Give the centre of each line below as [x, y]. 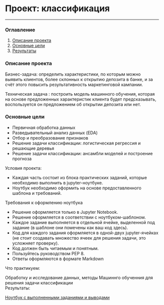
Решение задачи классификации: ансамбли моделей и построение [82, 153]
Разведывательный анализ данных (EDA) [55, 133]
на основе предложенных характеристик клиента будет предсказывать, [81, 99]
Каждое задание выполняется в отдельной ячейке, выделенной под [83, 222]
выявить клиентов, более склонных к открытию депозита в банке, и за [79, 79]
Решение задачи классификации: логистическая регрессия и [76, 143]
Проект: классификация [57, 9]
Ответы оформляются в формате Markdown [58, 259]
